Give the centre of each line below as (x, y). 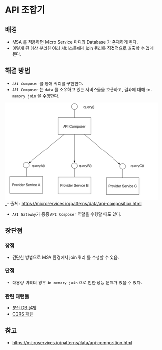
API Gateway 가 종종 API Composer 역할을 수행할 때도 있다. (67, 214)
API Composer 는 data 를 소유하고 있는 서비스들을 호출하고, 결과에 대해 (79, 89)
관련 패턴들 (17, 296)
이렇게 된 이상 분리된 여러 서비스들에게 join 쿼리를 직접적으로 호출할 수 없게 (83, 48)
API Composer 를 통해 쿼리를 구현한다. (48, 83)
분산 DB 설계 (24, 308)
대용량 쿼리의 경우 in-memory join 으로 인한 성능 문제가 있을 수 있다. (77, 283)
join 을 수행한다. (43, 96)
